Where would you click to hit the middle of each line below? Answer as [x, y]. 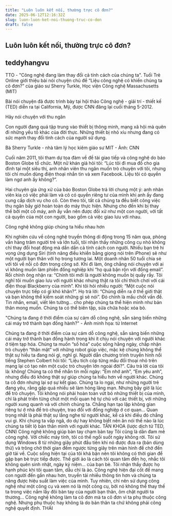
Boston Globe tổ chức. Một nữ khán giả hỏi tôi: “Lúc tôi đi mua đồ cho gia [82, 163]
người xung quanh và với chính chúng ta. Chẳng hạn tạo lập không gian [80, 404]
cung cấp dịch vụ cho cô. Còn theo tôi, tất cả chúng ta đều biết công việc [83, 201]
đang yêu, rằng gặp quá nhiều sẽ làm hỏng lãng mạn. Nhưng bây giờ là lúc [84, 388]
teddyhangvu [27, 63]
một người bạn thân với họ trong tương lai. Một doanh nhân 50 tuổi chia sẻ [83, 259]
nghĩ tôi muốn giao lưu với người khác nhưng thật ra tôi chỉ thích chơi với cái [85, 280]
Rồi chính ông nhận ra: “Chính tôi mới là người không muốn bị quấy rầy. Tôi [84, 275]
